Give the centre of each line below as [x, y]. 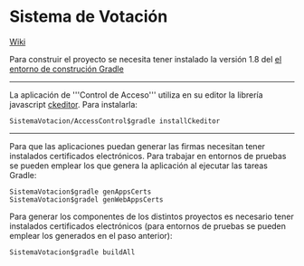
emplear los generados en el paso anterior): [91, 235]
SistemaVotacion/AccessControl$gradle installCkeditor [115, 121]
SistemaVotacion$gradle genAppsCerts [81, 192]
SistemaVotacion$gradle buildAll [72, 252]
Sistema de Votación [89, 17]
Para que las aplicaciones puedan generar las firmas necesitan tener [137, 146]
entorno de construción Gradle [66, 69]
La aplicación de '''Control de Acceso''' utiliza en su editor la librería [137, 95]
